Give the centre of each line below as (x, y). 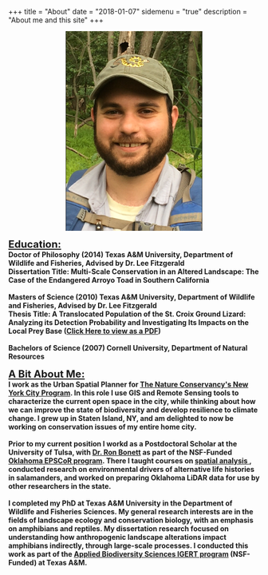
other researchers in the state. (60, 486)
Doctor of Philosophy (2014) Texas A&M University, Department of (121, 254)
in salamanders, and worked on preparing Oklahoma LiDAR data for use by (134, 478)
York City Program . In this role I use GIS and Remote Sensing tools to (124, 393)
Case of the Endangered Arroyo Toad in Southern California (109, 280)
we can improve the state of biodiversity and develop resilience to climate (133, 410)
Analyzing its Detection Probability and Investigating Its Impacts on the (129, 322)
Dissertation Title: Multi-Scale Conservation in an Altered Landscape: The (134, 272)
